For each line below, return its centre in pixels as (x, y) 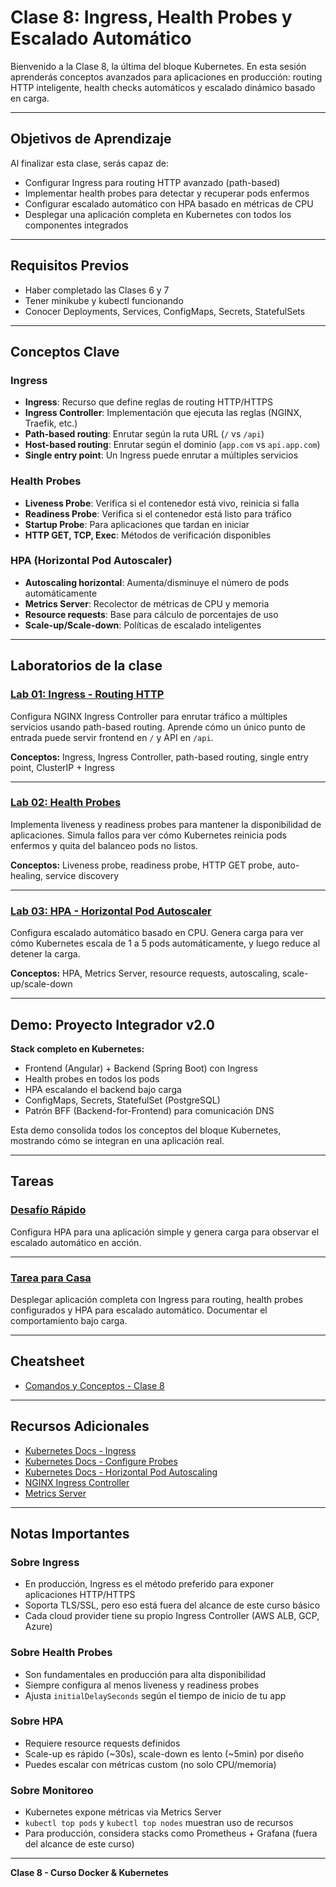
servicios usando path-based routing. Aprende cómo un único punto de (158, 727)
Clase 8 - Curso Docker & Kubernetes (89, 1873)
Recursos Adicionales (80, 1426)
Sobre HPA (37, 1721)
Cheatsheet (47, 1361)
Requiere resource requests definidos (102, 1743)
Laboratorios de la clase (86, 666)
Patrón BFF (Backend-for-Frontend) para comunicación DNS (149, 1110)
